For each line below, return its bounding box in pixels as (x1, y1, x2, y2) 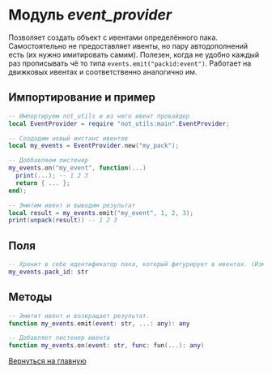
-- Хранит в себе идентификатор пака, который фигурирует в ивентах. (8, 260, 249, 269)
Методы (8, 290, 53, 304)
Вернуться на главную (8, 356, 87, 366)
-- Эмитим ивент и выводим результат (8, 201, 136, 209)
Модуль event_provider (8, 6, 172, 24)
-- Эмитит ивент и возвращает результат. (8, 312, 151, 320)
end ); (8, 187, 27, 195)
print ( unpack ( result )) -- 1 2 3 (8, 217, 117, 225)
